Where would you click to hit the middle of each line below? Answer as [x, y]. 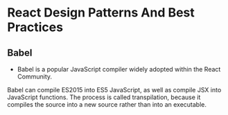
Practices [35, 27]
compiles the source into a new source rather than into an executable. [107, 104]
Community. [35, 76]
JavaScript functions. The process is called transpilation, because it [104, 97]
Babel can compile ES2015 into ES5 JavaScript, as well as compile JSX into [114, 90]
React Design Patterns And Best [101, 13]
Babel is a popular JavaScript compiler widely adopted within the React [119, 69]
